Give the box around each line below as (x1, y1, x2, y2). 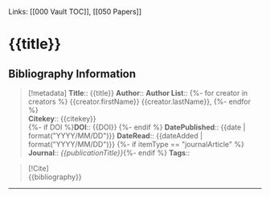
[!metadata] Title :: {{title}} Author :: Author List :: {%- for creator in (27, 88, 248, 97)
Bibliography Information (8, 67, 137, 80)
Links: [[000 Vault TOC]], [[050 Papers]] (8, 7, 142, 16)
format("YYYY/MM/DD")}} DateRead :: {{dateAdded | (27, 131, 203, 140)
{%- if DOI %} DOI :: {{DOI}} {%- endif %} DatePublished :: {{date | (27, 122, 247, 132)
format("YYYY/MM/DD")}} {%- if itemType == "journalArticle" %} (27, 140, 245, 149)
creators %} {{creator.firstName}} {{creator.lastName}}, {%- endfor (27, 96, 252, 106)
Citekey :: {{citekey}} (27, 114, 96, 123)
